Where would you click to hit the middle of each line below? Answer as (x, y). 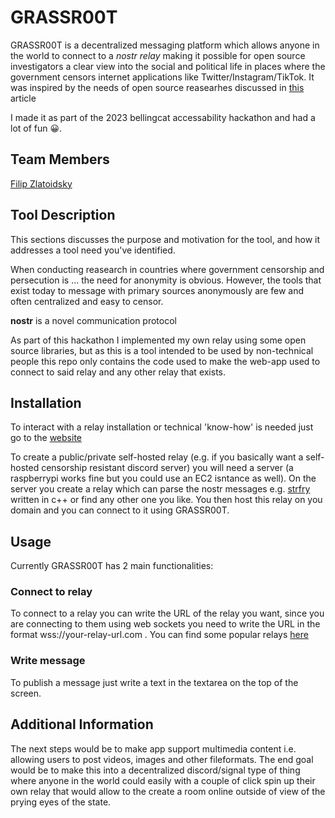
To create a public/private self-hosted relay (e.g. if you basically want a (157, 457)
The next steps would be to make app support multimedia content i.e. (153, 748)
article (23, 98)
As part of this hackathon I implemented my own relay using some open (158, 340)
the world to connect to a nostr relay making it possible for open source (158, 55)
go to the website (46, 438)
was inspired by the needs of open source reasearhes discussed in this (157, 87)
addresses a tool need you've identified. (93, 250)
